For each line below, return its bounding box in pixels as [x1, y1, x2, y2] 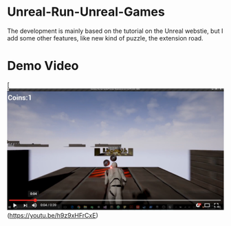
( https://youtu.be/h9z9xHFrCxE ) [7, 211, 98, 219]
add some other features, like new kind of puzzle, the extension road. [7, 34, 204, 42]
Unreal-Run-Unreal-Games [7, 4, 165, 20]
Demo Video [7, 58, 79, 74]
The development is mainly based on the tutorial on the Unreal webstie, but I [7, 27, 223, 35]
